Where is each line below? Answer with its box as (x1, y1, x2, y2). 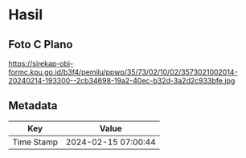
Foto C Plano (8, 38, 73, 51)
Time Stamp (12, 136, 59, 148)
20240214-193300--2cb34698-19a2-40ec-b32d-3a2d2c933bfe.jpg (8, 76, 236, 85)
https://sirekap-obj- (8, 59, 74, 68)
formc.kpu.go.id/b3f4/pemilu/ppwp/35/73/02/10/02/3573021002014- (8, 67, 239, 77)
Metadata (8, 99, 58, 113)
